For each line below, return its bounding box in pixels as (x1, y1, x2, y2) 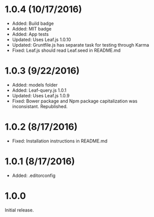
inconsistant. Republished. (12, 103, 68, 110)
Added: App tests (12, 31, 49, 37)
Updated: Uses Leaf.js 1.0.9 (12, 92, 70, 98)
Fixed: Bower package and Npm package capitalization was (12, 98, 138, 104)
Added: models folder (12, 82, 58, 88)
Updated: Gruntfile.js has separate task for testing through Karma (12, 42, 149, 48)
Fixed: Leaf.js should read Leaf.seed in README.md (12, 47, 121, 53)
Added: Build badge (12, 20, 54, 26)
